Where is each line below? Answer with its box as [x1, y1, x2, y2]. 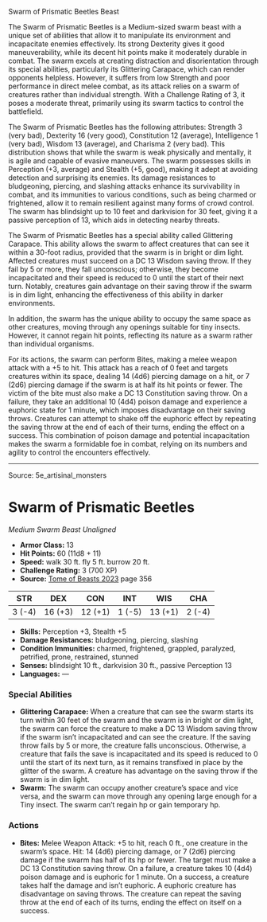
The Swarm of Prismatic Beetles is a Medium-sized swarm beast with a [8, 22, 242, 31]
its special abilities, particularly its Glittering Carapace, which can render [8, 64, 246, 74]
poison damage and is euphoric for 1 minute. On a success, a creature [19, 872, 250, 881]
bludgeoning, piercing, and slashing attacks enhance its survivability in [8, 182, 241, 190]
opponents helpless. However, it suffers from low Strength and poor [8, 73, 230, 82]
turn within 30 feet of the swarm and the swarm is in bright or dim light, [19, 716, 253, 725]
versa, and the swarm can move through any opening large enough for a [19, 791, 257, 801]
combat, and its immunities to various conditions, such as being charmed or [8, 190, 257, 199]
